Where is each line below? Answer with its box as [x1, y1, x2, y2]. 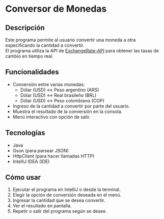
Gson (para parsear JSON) [12, 147, 69, 153]
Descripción [5, 23, 45, 32]
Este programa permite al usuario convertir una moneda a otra [5, 37, 136, 43]
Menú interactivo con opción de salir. [12, 114, 91, 120]
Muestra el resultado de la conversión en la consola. [12, 108, 123, 115]
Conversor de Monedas [5, 3, 107, 15]
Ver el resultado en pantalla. [12, 203, 72, 209]
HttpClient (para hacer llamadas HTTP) [12, 153, 95, 159]
